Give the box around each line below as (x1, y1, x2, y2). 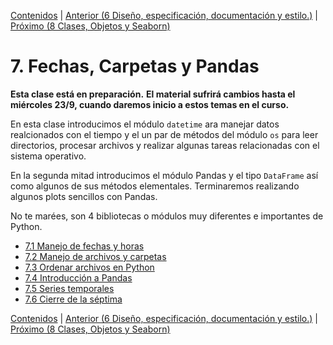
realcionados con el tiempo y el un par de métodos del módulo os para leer (10, 128, 319, 140)
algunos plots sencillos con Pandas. (10, 190, 158, 202)
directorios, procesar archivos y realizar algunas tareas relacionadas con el (10, 139, 320, 151)
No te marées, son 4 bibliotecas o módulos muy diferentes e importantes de (10, 210, 324, 222)
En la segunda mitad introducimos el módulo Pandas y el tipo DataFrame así (10, 169, 319, 181)
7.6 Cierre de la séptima (24, 293, 123, 305)
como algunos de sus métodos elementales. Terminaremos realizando (10, 180, 300, 192)
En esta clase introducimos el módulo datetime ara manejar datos (10, 118, 280, 130)
